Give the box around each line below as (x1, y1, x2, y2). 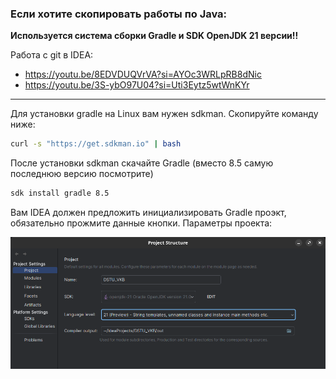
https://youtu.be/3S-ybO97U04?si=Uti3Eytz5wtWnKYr (24, 79, 250, 91)
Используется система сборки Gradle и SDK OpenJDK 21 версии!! (10, 30, 299, 42)
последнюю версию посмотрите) (10, 168, 154, 180)
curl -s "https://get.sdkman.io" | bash (10, 139, 182, 149)
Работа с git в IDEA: (10, 49, 94, 61)
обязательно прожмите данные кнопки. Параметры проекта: (10, 217, 273, 229)
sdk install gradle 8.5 (10, 188, 110, 199)
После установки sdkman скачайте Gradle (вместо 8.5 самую (10, 157, 274, 169)
